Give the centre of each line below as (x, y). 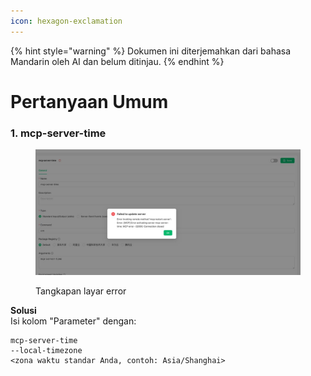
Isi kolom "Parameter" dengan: (73, 321)
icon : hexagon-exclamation (66, 21)
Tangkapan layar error (81, 291)
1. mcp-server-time (58, 133)
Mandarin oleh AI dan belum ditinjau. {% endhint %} (117, 61)
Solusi (23, 311)
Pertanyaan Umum (89, 101)
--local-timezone (46, 351)
